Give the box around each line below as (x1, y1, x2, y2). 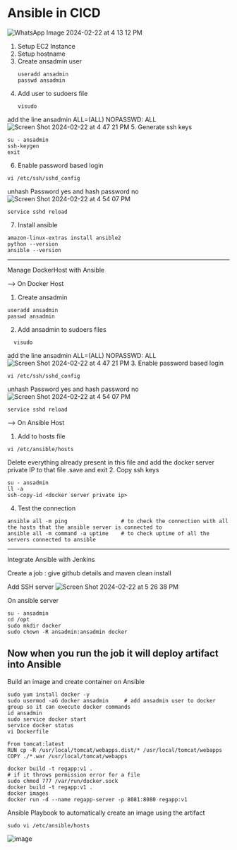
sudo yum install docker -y (7, 690, 90, 698)
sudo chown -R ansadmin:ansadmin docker (7, 628, 128, 635)
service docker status (7, 722, 74, 729)
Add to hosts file (17, 432, 66, 441)
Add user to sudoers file (17, 89, 88, 97)
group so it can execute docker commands (7, 703, 131, 710)
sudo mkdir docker (7, 622, 61, 629)
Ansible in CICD (7, 5, 101, 21)
